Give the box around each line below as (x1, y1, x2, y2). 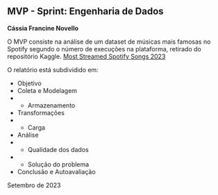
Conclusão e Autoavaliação (17, 167, 96, 176)
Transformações (17, 108, 65, 117)
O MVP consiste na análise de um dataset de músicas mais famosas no (7, 37, 211, 46)
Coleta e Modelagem (17, 86, 78, 94)
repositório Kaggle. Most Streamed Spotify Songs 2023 (7, 52, 166, 60)
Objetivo (17, 79, 42, 87)
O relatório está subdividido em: (7, 65, 99, 74)
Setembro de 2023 (7, 180, 61, 189)
